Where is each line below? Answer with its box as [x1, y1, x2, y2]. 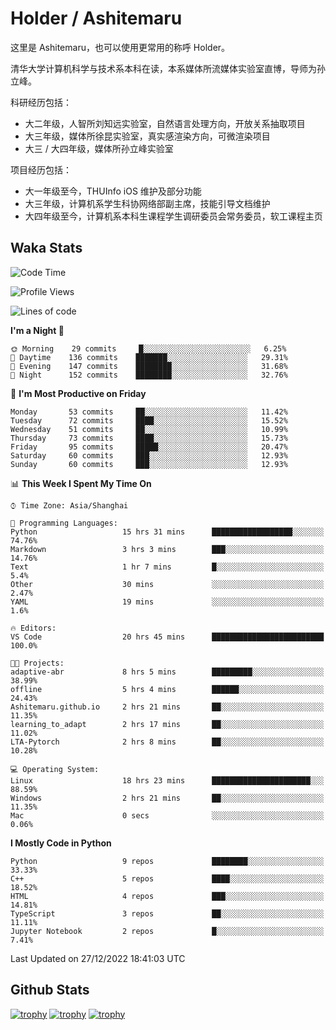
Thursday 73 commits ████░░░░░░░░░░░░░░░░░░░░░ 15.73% [10, 433, 288, 443]
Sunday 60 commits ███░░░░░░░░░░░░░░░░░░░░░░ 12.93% [10, 459, 288, 469]
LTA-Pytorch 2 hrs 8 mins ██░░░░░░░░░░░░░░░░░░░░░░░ [10, 737, 325, 747]
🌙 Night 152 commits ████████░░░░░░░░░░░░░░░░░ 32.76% [10, 370, 288, 380]
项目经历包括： [10, 163, 72, 176]
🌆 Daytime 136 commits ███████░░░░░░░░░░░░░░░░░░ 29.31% [10, 352, 288, 362]
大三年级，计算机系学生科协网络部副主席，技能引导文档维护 [24, 197, 271, 209]
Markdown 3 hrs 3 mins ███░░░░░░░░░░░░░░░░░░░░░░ [10, 544, 325, 554]
